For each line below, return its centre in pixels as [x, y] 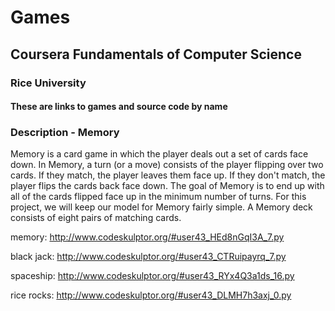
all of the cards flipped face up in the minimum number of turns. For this [158, 197]
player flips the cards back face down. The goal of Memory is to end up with [167, 186]
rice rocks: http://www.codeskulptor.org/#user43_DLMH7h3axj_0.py [151, 295]
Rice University [48, 83]
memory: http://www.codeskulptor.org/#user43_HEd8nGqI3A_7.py [147, 237]
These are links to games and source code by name [119, 107]
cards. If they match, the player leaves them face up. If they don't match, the [168, 175]
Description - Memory [65, 133]
